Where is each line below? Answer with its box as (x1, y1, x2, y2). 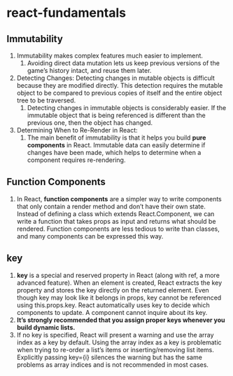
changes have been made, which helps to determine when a (27, 149, 202, 156)
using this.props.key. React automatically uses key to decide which (16, 300, 211, 309)
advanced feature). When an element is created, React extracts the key (16, 278, 223, 287)
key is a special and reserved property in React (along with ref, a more (16, 271, 220, 279)
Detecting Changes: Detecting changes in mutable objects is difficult (16, 74, 215, 82)
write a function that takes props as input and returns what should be (16, 217, 216, 225)
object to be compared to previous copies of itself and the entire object (16, 89, 223, 97)
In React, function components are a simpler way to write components (16, 194, 222, 203)
